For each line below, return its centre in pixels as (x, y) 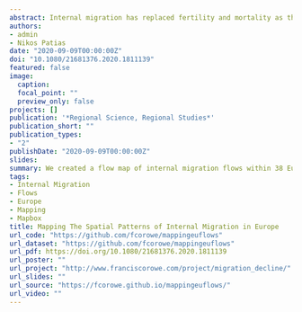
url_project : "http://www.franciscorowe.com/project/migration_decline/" (151, 269)
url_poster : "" (38, 260)
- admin (24, 34)
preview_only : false (56, 101)
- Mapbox (26, 218)
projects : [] (34, 110)
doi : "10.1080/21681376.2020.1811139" (82, 59)
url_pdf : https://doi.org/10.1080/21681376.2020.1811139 (118, 252)
